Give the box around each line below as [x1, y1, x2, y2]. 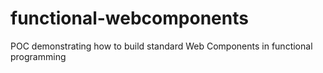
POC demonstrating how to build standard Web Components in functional [10, 40, 313, 52]
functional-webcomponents [10, 7, 249, 30]
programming [10, 50, 67, 62]
